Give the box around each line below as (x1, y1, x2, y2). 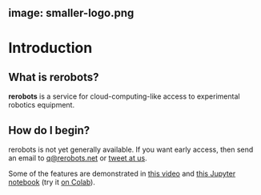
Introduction (8, 39, 93, 57)
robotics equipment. (8, 100, 74, 110)
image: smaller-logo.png (8, 6, 135, 20)
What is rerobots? (8, 70, 99, 83)
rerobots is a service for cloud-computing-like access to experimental (8, 91, 240, 101)
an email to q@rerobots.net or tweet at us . (8, 153, 147, 163)
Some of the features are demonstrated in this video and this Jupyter (8, 169, 236, 179)
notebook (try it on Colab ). (8, 177, 96, 187)
